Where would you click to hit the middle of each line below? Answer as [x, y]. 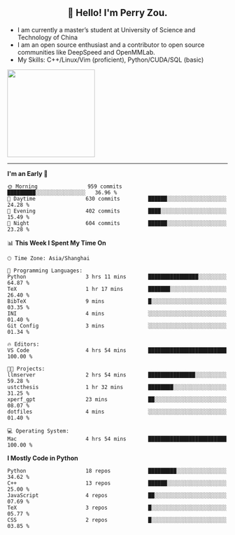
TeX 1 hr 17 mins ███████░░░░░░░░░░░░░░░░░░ [117, 289]
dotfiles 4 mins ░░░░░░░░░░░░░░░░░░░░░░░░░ [117, 412]
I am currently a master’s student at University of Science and [106, 29]
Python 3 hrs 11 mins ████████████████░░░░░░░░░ [117, 277]
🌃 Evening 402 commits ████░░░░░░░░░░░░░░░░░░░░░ [117, 211]
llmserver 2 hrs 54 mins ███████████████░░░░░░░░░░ [117, 375]
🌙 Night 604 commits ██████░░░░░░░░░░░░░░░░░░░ [117, 223]
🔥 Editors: [23, 344]
